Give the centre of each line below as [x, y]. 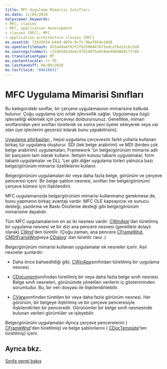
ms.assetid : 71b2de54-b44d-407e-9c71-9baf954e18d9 [59, 42]
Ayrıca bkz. [23, 349]
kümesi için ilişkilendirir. [47, 186]
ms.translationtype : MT [30, 56]
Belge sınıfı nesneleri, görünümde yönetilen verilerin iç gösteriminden [84, 282]
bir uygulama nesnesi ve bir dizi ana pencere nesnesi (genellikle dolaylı [78, 226]
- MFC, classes [21, 24]
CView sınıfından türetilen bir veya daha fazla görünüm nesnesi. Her [82, 297]
